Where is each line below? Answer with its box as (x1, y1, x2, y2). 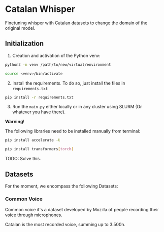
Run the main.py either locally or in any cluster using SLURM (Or (12, 104, 142, 110)
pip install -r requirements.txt (5, 95, 74, 100)
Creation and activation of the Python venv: (12, 52, 101, 58)
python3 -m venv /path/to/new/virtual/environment (5, 62, 111, 67)
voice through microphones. (5, 212, 63, 218)
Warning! (5, 119, 25, 125)
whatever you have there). (12, 109, 66, 115)
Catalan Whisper (5, 3, 75, 15)
